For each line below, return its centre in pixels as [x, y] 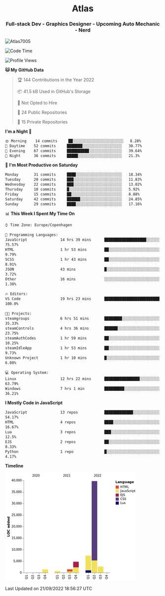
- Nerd [83, 30]
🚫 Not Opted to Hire [37, 103]
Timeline [14, 466]
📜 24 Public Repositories [42, 112]
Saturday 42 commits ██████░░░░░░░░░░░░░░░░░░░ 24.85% [73, 199]
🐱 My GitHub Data [25, 70]
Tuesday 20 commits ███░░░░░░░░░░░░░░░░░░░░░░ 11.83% [73, 180]
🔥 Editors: [16, 294]
